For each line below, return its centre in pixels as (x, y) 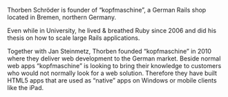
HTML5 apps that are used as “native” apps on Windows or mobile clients (112, 80)
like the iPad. (26, 88)
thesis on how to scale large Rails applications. (74, 38)
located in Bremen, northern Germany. (61, 17)
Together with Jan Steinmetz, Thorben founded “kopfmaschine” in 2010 (110, 51)
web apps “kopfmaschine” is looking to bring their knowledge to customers (114, 66)
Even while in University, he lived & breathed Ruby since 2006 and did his (112, 31)
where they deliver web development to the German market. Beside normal (114, 58)
